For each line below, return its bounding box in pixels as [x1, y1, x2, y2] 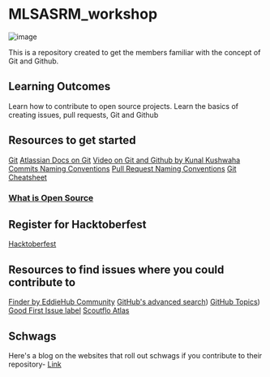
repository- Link [8, 359, 62, 369]
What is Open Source [8, 193, 94, 204]
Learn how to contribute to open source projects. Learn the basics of [8, 101, 239, 110]
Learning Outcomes [8, 80, 111, 93]
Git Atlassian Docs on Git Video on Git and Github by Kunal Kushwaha [8, 155, 241, 165]
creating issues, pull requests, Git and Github [8, 110, 159, 119]
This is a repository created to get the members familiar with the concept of [8, 47, 261, 57]
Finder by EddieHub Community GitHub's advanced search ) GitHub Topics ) [8, 297, 261, 307]
